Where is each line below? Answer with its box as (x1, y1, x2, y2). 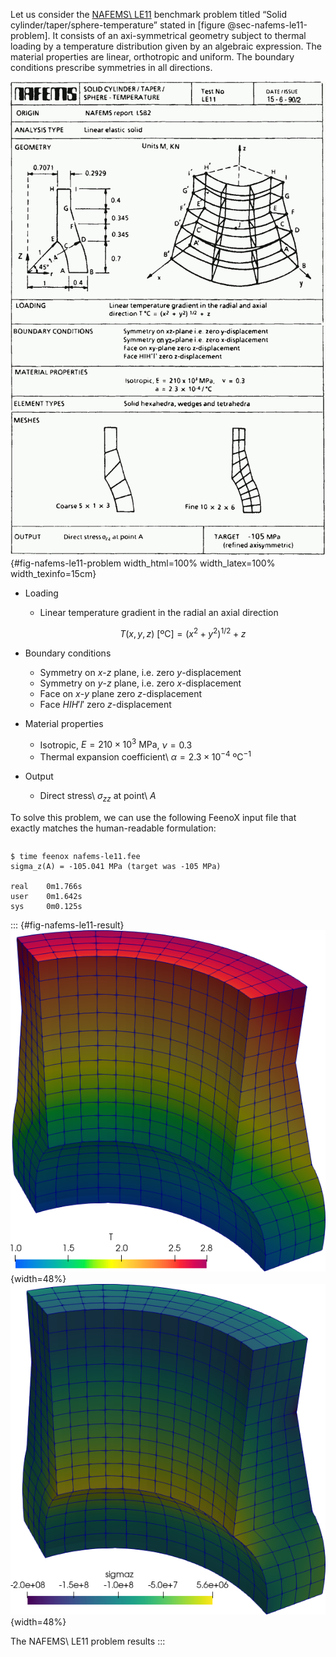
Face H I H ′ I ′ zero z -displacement (39, 698, 172, 710)
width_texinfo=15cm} (10, 567, 97, 579)
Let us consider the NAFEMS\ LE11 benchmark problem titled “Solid (10, 9, 288, 20)
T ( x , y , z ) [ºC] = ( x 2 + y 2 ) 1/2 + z (119, 625, 247, 639)
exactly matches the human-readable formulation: (10, 822, 217, 834)
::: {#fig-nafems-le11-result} (10, 919, 125, 931)
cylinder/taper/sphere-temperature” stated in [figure (10, 19, 226, 31)
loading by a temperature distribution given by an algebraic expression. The (10, 40, 323, 52)
